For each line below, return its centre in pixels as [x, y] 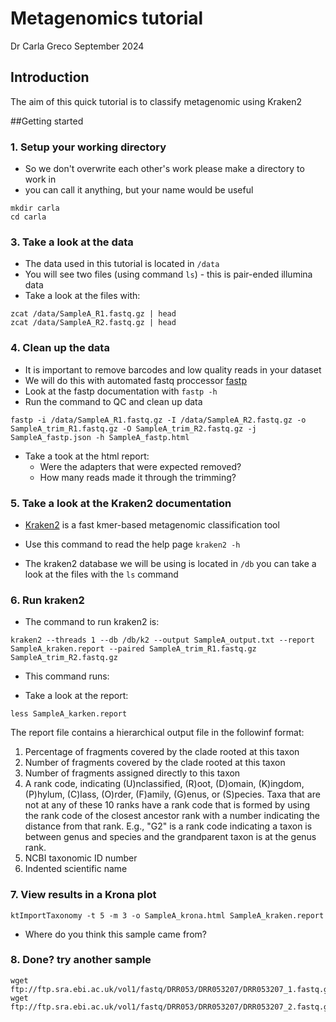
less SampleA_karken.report [69, 714]
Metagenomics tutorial [107, 18]
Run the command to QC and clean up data [113, 401]
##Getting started [47, 121]
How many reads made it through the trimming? [138, 477]
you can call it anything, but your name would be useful [139, 190]
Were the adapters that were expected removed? [140, 466]
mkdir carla [35, 208]
